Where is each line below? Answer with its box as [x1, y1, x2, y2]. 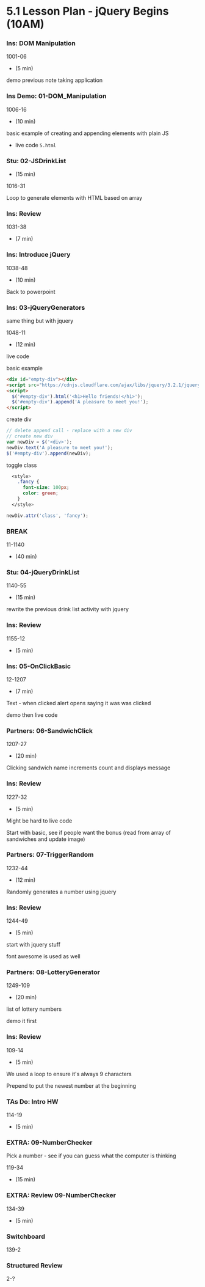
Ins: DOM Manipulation [6, 39, 76, 48]
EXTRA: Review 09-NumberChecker [6, 1191, 116, 1200]
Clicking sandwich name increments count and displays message [6, 764, 171, 771]
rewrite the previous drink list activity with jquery [6, 606, 129, 613]
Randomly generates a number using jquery [6, 888, 117, 895]
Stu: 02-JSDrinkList [6, 156, 67, 165]
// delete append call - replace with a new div [6, 428, 132, 434]
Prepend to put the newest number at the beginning [6, 1082, 136, 1089]
